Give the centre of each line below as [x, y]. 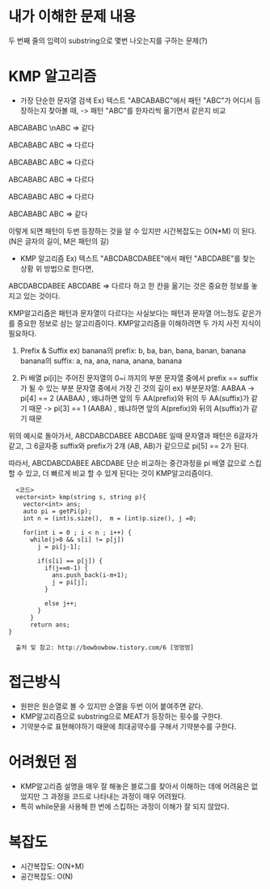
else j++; [61, 603]
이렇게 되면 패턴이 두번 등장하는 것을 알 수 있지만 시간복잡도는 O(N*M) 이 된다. [133, 231]
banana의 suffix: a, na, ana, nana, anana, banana [101, 361]
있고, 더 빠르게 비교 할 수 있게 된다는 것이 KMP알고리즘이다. [119, 473]
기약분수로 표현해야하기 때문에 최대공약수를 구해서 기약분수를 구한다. [128, 726]
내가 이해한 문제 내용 [72, 17]
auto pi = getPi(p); [57, 511]
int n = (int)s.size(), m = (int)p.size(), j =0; [110, 518]
